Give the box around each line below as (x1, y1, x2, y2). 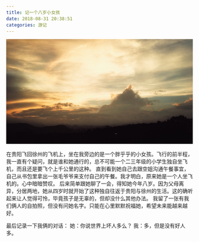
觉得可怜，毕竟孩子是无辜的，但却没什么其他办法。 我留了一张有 (26, 195, 184, 202)
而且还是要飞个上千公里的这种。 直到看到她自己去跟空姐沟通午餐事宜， (16, 165, 190, 172)
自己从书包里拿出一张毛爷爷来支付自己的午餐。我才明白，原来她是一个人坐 (6, 172, 188, 179)
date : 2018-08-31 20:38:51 (6, 15, 73, 22)
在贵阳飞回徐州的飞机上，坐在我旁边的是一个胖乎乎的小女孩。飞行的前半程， (6, 151, 193, 158)
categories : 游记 (6, 22, 47, 28)
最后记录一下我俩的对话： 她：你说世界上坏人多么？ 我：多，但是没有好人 (6, 222, 185, 229)
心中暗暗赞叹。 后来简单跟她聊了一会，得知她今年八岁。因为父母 (21, 180, 179, 187)
